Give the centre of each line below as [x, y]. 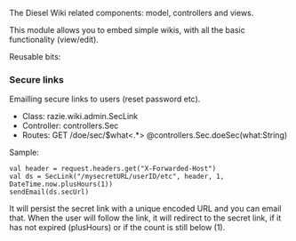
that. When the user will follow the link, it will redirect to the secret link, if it [145, 218]
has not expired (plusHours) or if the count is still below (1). [117, 228]
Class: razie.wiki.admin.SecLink [80, 116]
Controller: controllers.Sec [70, 126]
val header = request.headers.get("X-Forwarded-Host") [113, 169]
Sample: [24, 153]
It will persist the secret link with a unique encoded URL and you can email [145, 209]
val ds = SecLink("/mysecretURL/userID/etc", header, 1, [117, 177]
